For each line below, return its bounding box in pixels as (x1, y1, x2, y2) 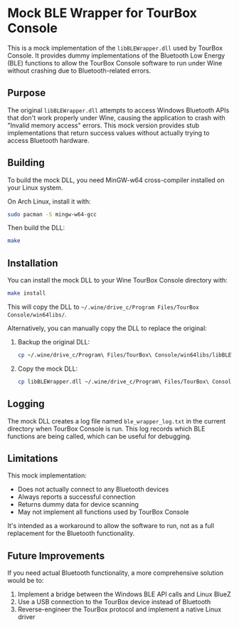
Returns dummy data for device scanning (17, 500, 139, 509)
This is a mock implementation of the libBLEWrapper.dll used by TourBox (7, 43, 223, 52)
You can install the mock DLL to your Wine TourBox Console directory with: (7, 276, 228, 285)
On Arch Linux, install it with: (7, 197, 91, 206)
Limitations (7, 452, 58, 464)
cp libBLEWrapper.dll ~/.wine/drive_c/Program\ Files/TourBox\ (17, 378, 210, 385)
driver (17, 613, 36, 621)
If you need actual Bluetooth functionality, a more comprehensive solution (7, 569, 224, 577)
